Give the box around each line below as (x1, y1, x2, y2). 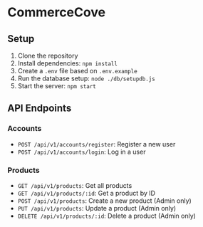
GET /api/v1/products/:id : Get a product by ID (17, 189, 155, 197)
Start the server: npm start (17, 82, 96, 90)
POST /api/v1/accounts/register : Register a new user (17, 139, 176, 148)
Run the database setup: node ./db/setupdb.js (17, 74, 155, 83)
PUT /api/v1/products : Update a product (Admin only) (17, 204, 177, 212)
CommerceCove (7, 4, 105, 21)
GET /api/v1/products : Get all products (17, 181, 132, 189)
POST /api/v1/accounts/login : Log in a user (17, 147, 146, 156)
